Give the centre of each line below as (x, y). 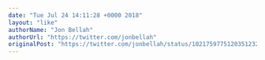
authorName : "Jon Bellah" (50, 30)
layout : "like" (33, 23)
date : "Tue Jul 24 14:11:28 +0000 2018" (76, 15)
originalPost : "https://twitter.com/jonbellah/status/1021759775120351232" (135, 44)
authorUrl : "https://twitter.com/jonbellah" (82, 37)
